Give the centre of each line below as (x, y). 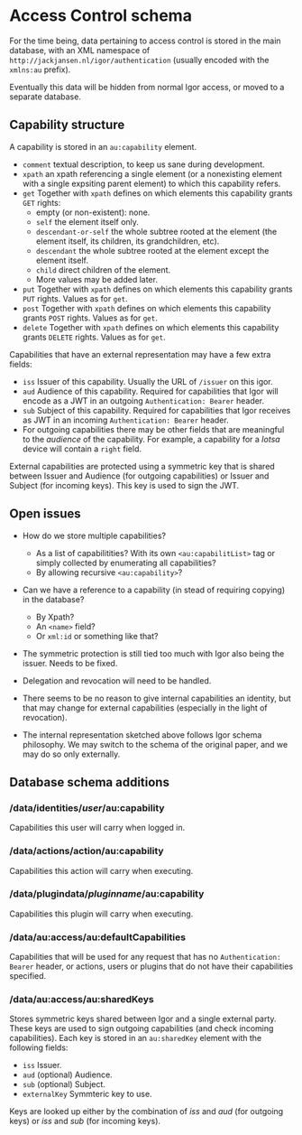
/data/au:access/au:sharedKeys (82, 1000)
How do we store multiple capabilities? (94, 535)
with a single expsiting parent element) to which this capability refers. (151, 183)
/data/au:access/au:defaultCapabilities (98, 937)
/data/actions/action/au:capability (87, 851)
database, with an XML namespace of (80, 50)
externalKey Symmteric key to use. (87, 1094)
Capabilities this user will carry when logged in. (97, 828)
